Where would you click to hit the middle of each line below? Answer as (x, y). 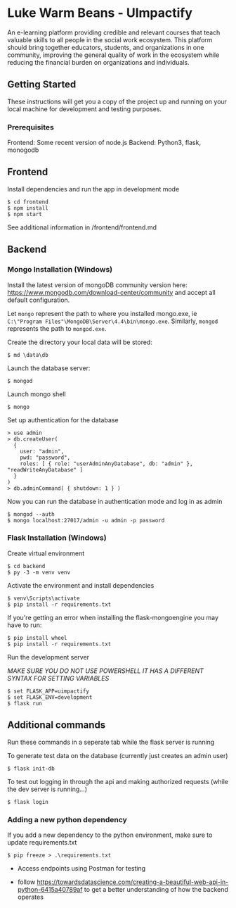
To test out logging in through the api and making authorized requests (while (118, 781)
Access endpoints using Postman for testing (81, 868)
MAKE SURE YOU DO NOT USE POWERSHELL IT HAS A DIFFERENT (105, 671)
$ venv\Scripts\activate (44, 598)
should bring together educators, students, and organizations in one (106, 47)
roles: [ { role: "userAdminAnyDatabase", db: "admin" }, (106, 464)
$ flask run (25, 703)
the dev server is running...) (47, 789)
